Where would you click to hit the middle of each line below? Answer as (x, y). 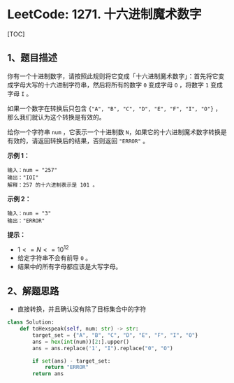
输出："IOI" (23, 178)
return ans (48, 374)
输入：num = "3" (29, 213)
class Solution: (31, 322)
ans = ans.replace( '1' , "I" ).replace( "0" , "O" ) (103, 348)
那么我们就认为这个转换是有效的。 (56, 117)
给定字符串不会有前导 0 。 (54, 258)
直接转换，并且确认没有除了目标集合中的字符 (82, 309)
